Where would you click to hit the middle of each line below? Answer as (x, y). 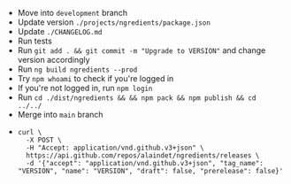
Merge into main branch (60, 115)
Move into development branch (73, 13)
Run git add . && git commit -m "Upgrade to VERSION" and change (142, 50)
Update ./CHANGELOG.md (60, 31)
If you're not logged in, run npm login (85, 88)
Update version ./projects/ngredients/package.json (114, 22)
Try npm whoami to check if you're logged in (96, 78)
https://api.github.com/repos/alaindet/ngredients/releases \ (143, 156)
